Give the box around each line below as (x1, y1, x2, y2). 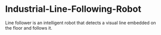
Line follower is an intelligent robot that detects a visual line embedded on (5, 20, 157, 26)
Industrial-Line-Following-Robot (5, 3, 142, 15)
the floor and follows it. (5, 25, 53, 31)
